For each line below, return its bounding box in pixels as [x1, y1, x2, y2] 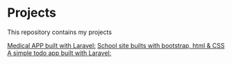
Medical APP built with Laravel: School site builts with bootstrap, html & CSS [7, 41, 225, 49]
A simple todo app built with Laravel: [7, 49, 112, 57]
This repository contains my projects [7, 28, 113, 36]
